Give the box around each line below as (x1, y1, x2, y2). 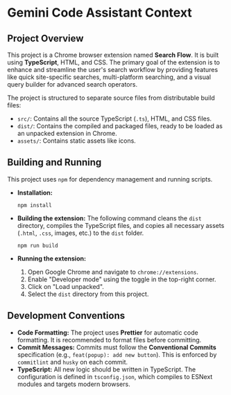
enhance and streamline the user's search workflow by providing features (7, 66, 219, 73)
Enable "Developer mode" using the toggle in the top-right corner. (27, 275, 216, 283)
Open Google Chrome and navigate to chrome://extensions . (27, 267, 199, 276)
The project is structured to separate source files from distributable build (7, 94, 215, 102)
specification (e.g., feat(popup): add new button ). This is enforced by (17, 350, 217, 358)
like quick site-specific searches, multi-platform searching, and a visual (7, 73, 212, 81)
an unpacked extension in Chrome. (17, 130, 118, 137)
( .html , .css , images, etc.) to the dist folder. (17, 229, 144, 237)
